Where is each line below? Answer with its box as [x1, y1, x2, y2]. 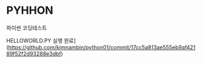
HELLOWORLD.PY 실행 [6, 37, 63, 44]
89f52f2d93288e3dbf [6, 50, 61, 57]
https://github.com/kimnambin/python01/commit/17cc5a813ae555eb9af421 [8, 43, 196, 51]
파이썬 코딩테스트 [6, 24, 47, 31]
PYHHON [6, 4, 53, 17]
